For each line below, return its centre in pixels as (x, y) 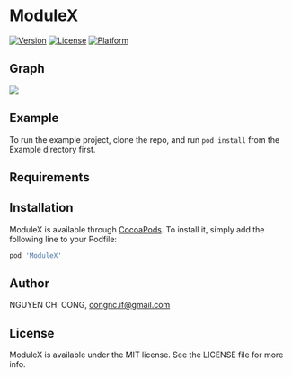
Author (29, 284)
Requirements (49, 177)
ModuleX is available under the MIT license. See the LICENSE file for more (146, 355)
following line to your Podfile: (63, 239)
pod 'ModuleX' (36, 255)
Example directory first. (53, 149)
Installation (41, 208)
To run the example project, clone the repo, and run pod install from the (145, 139)
